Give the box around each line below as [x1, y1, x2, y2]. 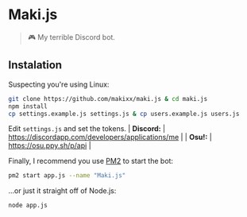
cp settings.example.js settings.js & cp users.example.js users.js [8, 110, 240, 118]
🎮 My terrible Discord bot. [27, 32, 115, 41]
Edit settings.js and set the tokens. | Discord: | [8, 124, 165, 134]
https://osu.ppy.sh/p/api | [8, 141, 91, 150]
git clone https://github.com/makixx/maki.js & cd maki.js [8, 95, 208, 103]
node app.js [8, 201, 48, 210]
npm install [8, 102, 48, 110]
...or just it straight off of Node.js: [8, 186, 117, 196]
